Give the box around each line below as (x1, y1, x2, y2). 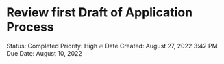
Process (6, 19, 54, 35)
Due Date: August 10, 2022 (6, 49, 83, 57)
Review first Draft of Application (6, 5, 193, 20)
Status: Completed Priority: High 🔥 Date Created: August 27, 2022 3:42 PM (6, 42, 218, 50)
